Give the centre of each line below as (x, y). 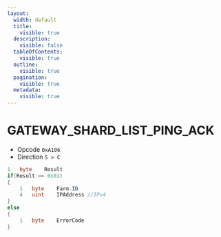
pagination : (31, 77)
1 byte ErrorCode (52, 221)
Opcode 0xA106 (39, 149)
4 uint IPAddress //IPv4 (63, 195)
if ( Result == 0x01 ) (35, 176)
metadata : (27, 90)
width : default (35, 20)
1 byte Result (35, 169)
